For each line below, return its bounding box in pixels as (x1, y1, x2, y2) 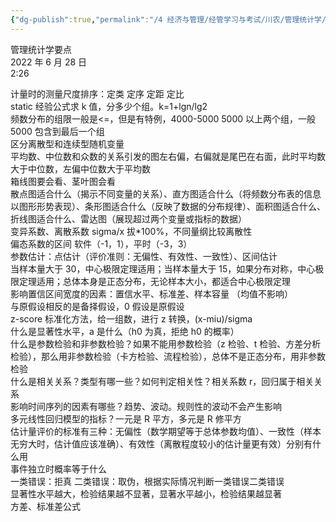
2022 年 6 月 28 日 (10, 56, 88, 68)
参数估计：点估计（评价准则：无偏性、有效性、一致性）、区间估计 (10, 250, 278, 262)
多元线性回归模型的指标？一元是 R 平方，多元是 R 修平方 (10, 412, 242, 425)
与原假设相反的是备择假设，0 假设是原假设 (10, 300, 185, 312)
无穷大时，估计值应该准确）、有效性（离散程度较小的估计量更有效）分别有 (10, 437, 313, 450)
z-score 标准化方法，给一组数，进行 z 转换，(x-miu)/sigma (10, 312, 253, 325)
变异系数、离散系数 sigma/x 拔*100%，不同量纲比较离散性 (10, 225, 253, 237)
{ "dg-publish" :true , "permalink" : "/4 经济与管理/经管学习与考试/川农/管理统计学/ (10, 14, 327, 25)
